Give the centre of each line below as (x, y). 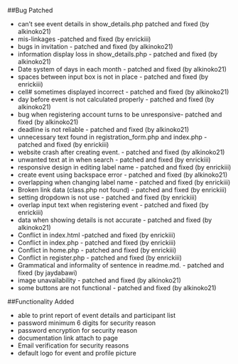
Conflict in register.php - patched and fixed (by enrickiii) (100, 258)
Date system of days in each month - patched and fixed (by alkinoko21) (122, 69)
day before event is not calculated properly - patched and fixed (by (116, 99)
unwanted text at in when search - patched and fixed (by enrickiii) (114, 160)
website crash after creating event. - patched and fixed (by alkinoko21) (121, 152)
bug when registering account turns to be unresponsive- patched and (120, 114)
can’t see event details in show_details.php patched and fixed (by (113, 24)
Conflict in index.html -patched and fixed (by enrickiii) (96, 235)
